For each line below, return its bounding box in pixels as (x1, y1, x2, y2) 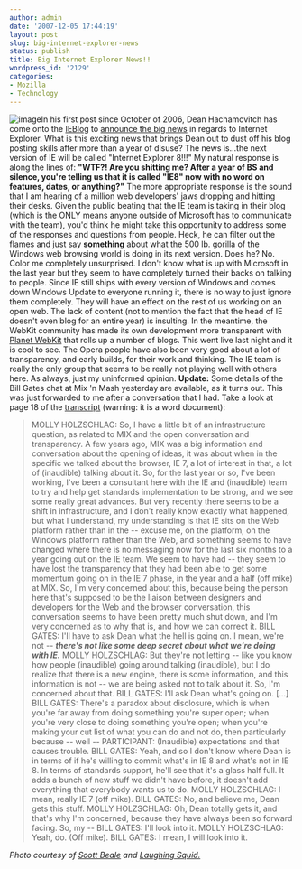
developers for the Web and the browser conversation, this (31, 602, 251, 612)
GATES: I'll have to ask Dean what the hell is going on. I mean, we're (31, 630, 284, 641)
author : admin (9, 13, 63, 23)
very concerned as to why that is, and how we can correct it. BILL (31, 621, 276, 631)
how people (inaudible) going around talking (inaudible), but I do (31, 659, 270, 669)
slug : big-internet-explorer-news (9, 38, 140, 48)
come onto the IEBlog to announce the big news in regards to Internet (9, 123, 268, 134)
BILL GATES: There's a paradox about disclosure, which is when (31, 697, 270, 708)
